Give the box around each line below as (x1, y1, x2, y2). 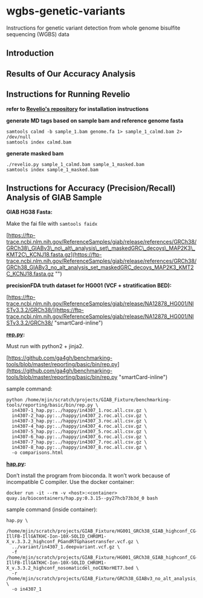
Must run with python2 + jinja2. (6, 343, 84, 350)
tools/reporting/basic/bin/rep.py (6, 402, 94, 409)
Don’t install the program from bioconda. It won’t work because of (6, 472, 170, 479)
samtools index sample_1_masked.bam (6, 167, 98, 173)
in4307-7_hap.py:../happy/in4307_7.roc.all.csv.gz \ (11, 439, 147, 445)
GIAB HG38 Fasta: (6, 208, 53, 215)
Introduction (6, 48, 54, 59)
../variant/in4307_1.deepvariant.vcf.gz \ (11, 544, 120, 550)
